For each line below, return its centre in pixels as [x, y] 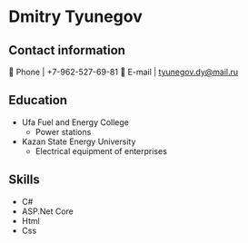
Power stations [63, 131]
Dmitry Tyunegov [75, 17]
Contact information [67, 50]
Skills [24, 180]
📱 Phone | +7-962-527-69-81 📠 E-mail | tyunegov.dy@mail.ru [124, 72]
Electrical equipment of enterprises [101, 151]
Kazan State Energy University [79, 141]
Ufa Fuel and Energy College [75, 122]
